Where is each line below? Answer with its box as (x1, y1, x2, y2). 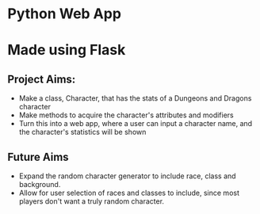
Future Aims (7, 150, 69, 163)
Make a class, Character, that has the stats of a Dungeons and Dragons (18, 94, 252, 103)
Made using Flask (7, 41, 126, 59)
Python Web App (7, 5, 122, 23)
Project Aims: (7, 72, 76, 86)
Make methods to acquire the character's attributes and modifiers (18, 110, 235, 120)
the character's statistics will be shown (18, 128, 147, 137)
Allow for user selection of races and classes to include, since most (18, 188, 239, 197)
